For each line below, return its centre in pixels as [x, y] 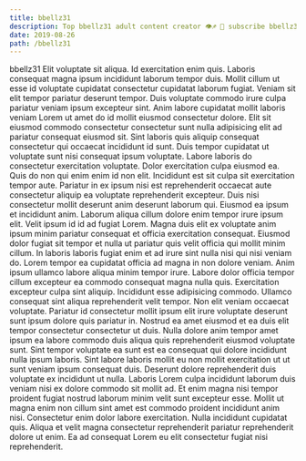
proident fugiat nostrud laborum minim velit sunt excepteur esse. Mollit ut [147, 398]
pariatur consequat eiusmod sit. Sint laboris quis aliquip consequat [134, 137]
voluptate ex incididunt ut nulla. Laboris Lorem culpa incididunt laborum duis [153, 379]
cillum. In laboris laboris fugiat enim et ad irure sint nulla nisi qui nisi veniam [151, 253]
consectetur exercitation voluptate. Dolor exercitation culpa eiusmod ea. [145, 166]
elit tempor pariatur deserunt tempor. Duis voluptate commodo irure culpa [148, 98]
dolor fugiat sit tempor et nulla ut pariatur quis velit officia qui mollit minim [148, 243]
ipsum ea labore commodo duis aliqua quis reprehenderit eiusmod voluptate [153, 340]
